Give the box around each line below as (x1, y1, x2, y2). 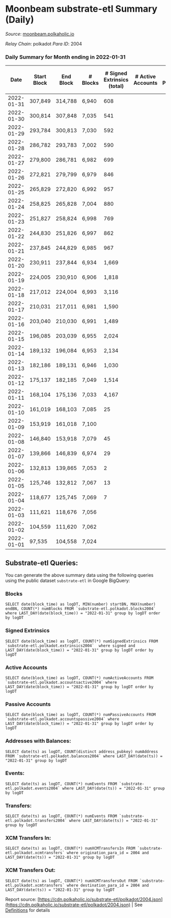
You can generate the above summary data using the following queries (5, 572, 154, 578)
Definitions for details (5, 907, 50, 913)
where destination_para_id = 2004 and (67, 883, 149, 888)
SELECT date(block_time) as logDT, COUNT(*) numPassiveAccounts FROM (5, 712, 156, 717)
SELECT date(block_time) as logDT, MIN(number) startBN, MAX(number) (5, 602, 156, 607)
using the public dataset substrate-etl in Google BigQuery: (5, 577, 130, 584)
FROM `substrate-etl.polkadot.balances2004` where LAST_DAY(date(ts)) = (5, 754, 163, 759)
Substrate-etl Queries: (5, 559, 78, 567)
